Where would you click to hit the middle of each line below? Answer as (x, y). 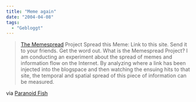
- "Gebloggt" (27, 28)
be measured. (37, 82)
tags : (13, 22)
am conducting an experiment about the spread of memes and (96, 57)
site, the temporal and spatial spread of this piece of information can (103, 76)
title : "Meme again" (31, 11)
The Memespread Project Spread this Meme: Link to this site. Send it (104, 45)
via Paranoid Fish (27, 93)
